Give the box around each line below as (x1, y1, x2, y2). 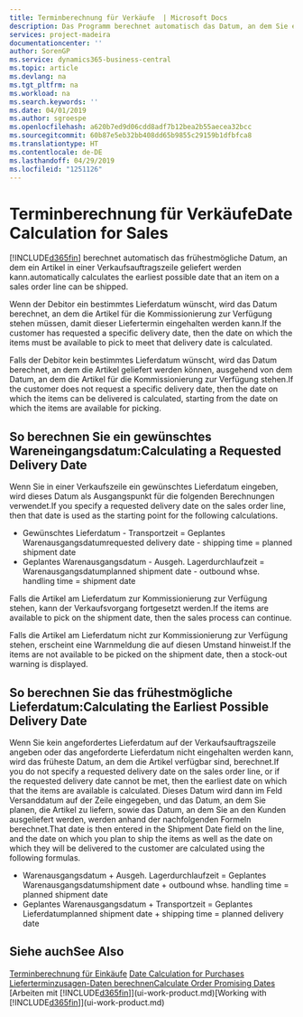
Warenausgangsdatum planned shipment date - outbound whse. (22, 566, 260, 577)
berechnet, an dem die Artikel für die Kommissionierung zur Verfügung (9, 308, 272, 319)
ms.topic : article (9, 64, 78, 73)
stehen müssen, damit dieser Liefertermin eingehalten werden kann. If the (9, 318, 282, 329)
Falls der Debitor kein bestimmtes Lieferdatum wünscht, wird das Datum (9, 354, 278, 366)
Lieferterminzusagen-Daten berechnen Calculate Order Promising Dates (9, 977, 276, 988)
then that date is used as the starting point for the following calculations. (9, 510, 278, 521)
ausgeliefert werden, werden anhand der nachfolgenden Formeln (9, 814, 252, 824)
